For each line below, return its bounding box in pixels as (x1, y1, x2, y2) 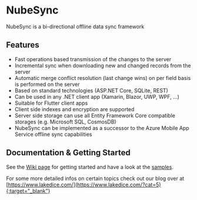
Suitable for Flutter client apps (14, 99, 88, 106)
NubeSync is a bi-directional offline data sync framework (6, 23, 145, 30)
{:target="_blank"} (6, 187, 51, 194)
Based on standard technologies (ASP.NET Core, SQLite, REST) (14, 86, 169, 94)
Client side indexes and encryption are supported (14, 105, 135, 112)
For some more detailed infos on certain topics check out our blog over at (6, 175, 185, 182)
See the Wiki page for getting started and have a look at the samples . (6, 163, 173, 171)
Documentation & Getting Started (6, 148, 131, 158)
